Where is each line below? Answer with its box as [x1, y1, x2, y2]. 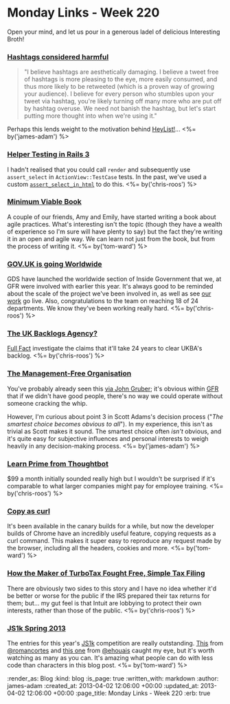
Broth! [7, 34, 25, 43]
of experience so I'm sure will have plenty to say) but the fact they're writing [7, 227, 223, 236]
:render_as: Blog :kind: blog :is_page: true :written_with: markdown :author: [7, 674, 219, 683]
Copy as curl [7, 506, 50, 516]
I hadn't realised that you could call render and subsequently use [7, 165, 191, 174]
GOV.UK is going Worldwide [7, 259, 102, 269]
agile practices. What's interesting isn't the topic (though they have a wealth [7, 220, 222, 228]
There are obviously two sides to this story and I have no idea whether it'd [7, 584, 217, 592]
